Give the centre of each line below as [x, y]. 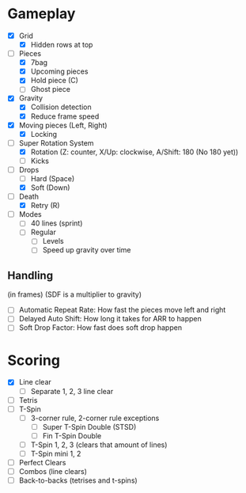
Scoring [34, 360]
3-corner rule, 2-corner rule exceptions [95, 418]
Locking [44, 134]
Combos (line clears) [53, 472]
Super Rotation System [56, 142]
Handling [30, 275]
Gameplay [42, 14]
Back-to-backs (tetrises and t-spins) [78, 480]
